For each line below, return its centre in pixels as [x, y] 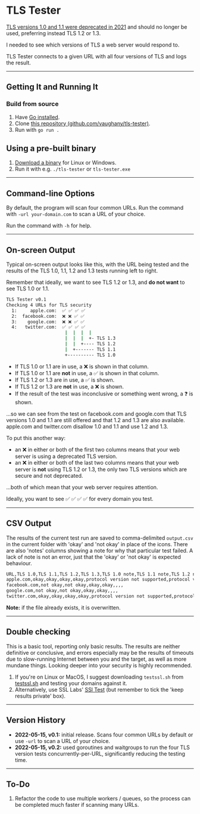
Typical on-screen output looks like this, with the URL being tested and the [98, 264]
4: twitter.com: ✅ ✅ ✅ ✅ [49, 327]
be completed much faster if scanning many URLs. [77, 805]
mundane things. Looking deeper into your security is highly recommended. [99, 665]
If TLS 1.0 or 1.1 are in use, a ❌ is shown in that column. [82, 366]
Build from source [32, 104]
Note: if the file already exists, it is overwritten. [63, 607]
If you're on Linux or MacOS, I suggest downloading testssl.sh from [99, 677]
